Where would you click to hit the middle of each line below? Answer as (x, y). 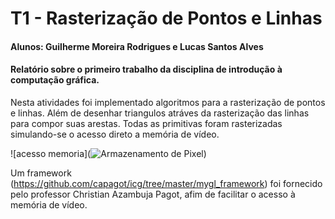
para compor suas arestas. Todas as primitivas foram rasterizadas (146, 123)
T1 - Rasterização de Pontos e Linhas (166, 18)
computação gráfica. (55, 80)
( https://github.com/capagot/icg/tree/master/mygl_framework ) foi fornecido (166, 183)
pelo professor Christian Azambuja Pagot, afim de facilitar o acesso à (153, 194)
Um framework (41, 173)
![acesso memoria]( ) (108, 153)
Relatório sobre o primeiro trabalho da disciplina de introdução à (146, 69)
